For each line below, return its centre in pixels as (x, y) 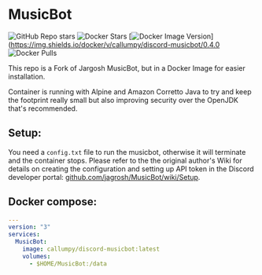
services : (24, 235)
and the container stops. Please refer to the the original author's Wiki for (125, 160)
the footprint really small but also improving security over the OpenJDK (123, 100)
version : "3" (30, 227)
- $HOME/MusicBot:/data (68, 264)
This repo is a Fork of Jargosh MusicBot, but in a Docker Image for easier (127, 68)
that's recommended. (43, 108)
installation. (27, 76)
